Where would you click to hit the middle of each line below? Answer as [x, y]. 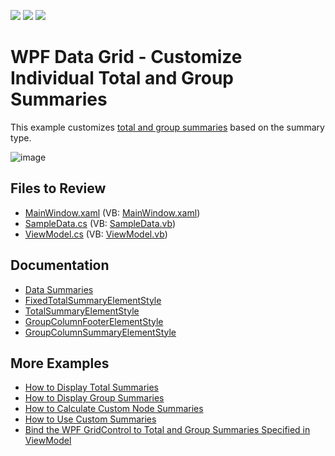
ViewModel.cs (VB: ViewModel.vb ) [96, 234]
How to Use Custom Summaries [90, 419]
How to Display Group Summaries [94, 398]
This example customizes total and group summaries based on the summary [167, 127]
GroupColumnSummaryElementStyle [100, 332]
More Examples [60, 363]
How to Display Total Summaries [91, 387]
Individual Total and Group [122, 78]
